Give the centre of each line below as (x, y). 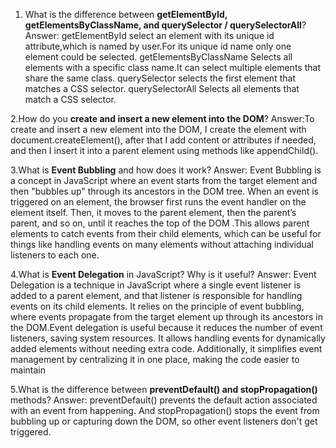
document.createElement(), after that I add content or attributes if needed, (163, 140)
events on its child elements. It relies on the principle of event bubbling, (157, 306)
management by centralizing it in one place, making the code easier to (155, 359)
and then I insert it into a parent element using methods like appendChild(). (164, 150)
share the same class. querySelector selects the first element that (160, 78)
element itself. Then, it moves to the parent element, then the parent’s (153, 212)
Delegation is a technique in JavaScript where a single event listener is (156, 285)
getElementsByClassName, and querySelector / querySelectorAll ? (165, 25)
